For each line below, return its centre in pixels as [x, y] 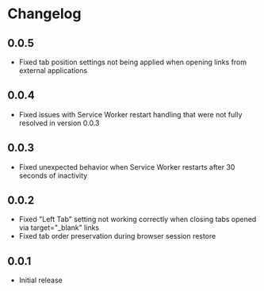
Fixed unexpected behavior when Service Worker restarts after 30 [127, 167]
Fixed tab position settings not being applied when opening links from [133, 62]
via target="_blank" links [59, 228]
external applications [53, 71]
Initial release [40, 280]
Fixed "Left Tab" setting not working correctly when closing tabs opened [138, 220]
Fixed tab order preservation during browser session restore [117, 236]
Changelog [44, 14]
